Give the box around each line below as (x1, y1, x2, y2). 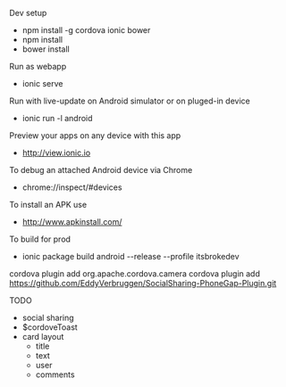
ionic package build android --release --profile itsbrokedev (21, 251, 240, 261)
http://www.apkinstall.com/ (21, 217, 122, 226)
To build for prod (9, 234, 71, 244)
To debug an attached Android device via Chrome (9, 165, 193, 175)
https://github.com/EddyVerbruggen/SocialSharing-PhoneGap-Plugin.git (9, 278, 277, 288)
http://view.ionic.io (21, 147, 91, 158)
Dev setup (9, 8, 47, 18)
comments (35, 369, 75, 380)
